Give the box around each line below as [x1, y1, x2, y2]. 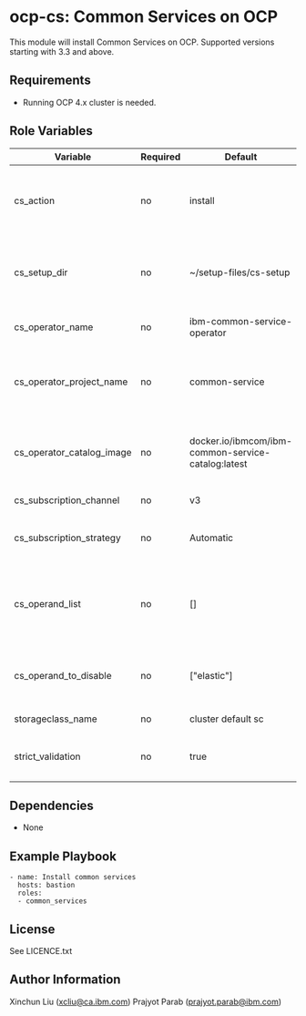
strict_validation [14, 750, 81, 763]
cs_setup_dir [14, 266, 68, 279]
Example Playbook [9, 848, 117, 864]
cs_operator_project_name [14, 375, 128, 388]
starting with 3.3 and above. [9, 46, 115, 56]
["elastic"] [189, 669, 234, 682]
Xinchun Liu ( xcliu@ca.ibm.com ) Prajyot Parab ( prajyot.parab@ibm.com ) [9, 996, 282, 1007]
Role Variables [9, 123, 93, 139]
